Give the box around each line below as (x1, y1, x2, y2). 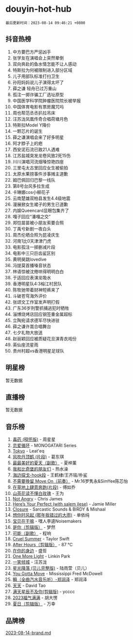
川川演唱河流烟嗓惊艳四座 (12, 159, 64, 165)
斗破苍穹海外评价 (12, 293, 47, 299)
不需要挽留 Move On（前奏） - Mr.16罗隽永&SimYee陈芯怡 (12, 478, 128, 484)
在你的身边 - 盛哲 (12, 548, 48, 554)
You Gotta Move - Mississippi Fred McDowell (12, 571, 102, 577)
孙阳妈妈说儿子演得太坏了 (12, 79, 64, 85)
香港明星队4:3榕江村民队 (12, 281, 62, 287)
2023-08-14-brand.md (5, 630, 51, 636)
